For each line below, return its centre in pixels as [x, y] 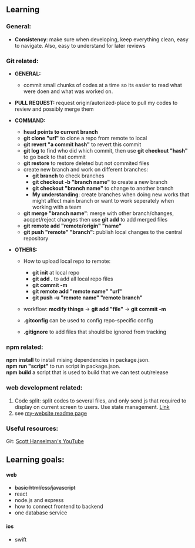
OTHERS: [26, 249]
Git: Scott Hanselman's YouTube [45, 441]
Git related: [22, 61]
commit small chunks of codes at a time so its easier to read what [102, 85]
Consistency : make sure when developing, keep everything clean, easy [102, 39]
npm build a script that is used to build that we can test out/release [87, 372]
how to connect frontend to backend [59, 507]
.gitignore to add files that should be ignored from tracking [95, 332]
